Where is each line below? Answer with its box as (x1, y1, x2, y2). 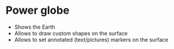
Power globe (5, 4, 70, 17)
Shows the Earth (14, 23, 55, 30)
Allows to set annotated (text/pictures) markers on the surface (14, 36, 169, 43)
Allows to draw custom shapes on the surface (14, 29, 128, 36)
